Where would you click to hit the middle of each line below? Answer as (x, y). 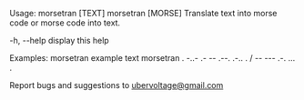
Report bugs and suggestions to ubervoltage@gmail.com (117, 85)
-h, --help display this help (59, 40)
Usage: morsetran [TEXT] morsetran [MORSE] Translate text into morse (143, 13)
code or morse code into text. (65, 23)
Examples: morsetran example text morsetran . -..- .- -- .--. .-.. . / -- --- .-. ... (152, 58)
